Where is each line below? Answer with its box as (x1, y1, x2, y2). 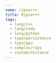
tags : (5, 17, 17, 22)
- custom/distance (10, 50, 49, 55)
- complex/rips (10, 45, 42, 50)
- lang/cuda (10, 26, 36, 31)
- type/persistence (10, 36, 51, 41)
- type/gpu (10, 41, 33, 46)
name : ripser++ (5, 7, 38, 13)
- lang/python (10, 31, 40, 36)
